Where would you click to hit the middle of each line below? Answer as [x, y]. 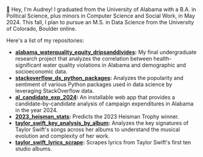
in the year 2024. [36, 110]
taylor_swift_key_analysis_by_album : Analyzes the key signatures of [102, 123]
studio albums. [34, 149]
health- [162, 58]
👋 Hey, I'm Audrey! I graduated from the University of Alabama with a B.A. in [101, 9]
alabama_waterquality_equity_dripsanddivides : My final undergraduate [106, 52]
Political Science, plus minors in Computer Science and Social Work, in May [101, 16]
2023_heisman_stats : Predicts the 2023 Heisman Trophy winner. [97, 116]
